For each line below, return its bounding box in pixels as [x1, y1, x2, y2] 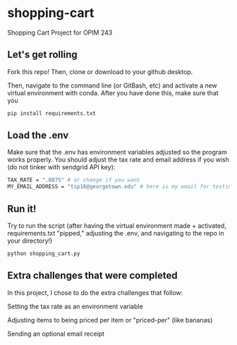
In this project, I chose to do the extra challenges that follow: [7, 288, 183, 297]
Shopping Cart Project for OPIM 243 [7, 28, 113, 37]
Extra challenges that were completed [7, 270, 178, 282]
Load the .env [7, 129, 69, 142]
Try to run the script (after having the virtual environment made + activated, [7, 222, 227, 230]
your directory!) [7, 236, 53, 245]
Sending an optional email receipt [7, 329, 104, 338]
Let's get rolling [7, 49, 78, 61]
